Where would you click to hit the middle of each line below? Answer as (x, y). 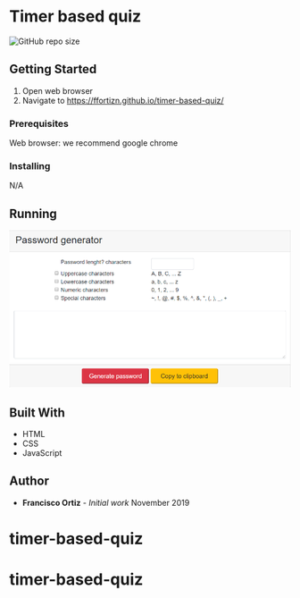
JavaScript (42, 452)
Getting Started (53, 69)
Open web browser (58, 90)
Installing (30, 165)
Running (33, 213)
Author (29, 481)
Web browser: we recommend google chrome (94, 143)
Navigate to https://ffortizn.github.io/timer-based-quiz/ (123, 100)
